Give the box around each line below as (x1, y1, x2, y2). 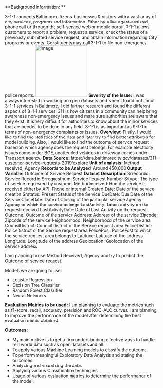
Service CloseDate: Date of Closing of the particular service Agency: (5, 197, 143, 202)
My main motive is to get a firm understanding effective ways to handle (12, 337, 155, 342)
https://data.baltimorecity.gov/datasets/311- (70, 155, 158, 160)
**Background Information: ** (5, 4, 66, 10)
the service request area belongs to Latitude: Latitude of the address (5, 233, 143, 239)
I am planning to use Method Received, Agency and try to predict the (5, 253, 144, 258)
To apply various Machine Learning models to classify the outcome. (12, 347, 148, 353)
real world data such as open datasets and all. (12, 342, 105, 347)
